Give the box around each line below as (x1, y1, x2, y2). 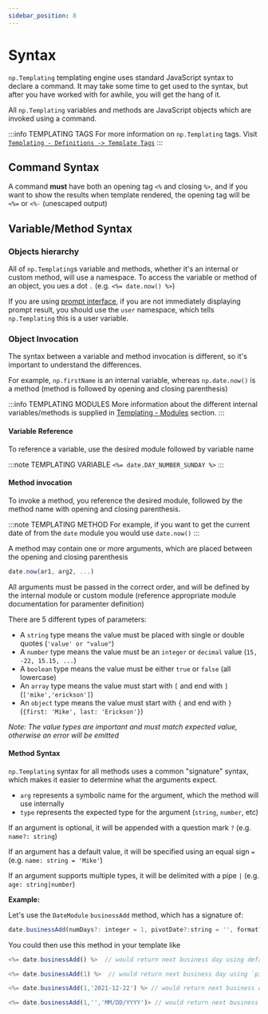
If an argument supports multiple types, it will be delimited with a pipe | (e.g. (8, 870, 259, 880)
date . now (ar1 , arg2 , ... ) (8, 567, 94, 575)
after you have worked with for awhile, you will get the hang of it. (8, 89, 222, 99)
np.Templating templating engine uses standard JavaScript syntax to (8, 73, 234, 82)
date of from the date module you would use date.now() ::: (8, 528, 200, 538)
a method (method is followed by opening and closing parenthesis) (8, 384, 228, 394)
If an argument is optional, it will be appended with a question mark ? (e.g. (8, 822, 251, 832)
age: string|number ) (8, 879, 76, 889)
